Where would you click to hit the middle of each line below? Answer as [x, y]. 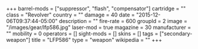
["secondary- [176, 34]
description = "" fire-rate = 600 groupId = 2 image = [123, 21]
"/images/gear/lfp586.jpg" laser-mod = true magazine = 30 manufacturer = [99, 27]
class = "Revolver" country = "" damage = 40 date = [71, 15]
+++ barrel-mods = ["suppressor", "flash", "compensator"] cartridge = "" [96, 9]
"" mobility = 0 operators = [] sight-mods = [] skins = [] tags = [82, 34]
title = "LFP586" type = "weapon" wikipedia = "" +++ [97, 40]
